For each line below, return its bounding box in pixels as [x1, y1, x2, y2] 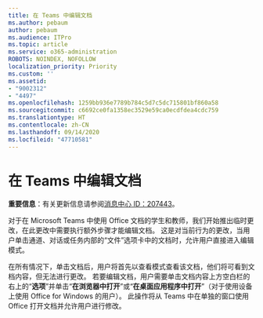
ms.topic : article [8, 41, 68, 49]
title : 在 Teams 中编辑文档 [8, 11, 92, 20]
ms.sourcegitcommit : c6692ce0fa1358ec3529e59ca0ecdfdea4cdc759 [8, 107, 219, 115]
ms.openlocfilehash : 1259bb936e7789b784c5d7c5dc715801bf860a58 [8, 99, 219, 107]
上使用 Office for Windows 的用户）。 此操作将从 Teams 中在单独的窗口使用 [8, 291, 249, 301]
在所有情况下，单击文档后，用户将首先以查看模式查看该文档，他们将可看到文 [8, 262, 255, 272]
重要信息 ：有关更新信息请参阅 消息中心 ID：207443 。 [8, 199, 179, 209]
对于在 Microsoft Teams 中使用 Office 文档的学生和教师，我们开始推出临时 [8, 216, 248, 225]
